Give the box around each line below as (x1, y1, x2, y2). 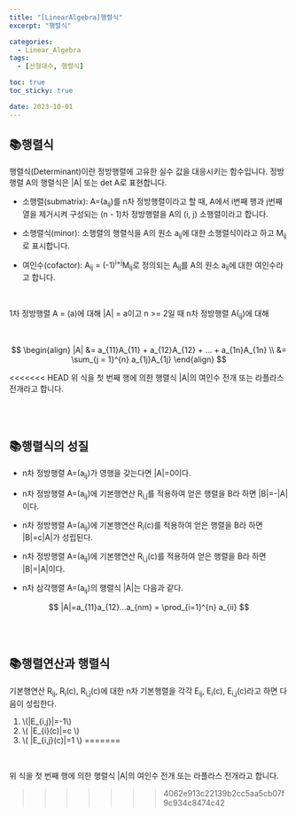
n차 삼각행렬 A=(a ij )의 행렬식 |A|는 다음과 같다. (21, 583, 183, 595)
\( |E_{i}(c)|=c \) (21, 725, 80, 736)
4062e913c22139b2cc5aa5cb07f (163, 788, 285, 798)
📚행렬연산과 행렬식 (9, 656, 111, 671)
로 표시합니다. (21, 240, 71, 251)
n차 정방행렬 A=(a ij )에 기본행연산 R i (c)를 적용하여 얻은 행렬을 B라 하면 (21, 520, 263, 532)
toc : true (9, 78, 46, 87)
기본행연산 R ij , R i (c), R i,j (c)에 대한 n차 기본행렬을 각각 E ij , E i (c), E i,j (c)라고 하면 (9, 685, 278, 698)
